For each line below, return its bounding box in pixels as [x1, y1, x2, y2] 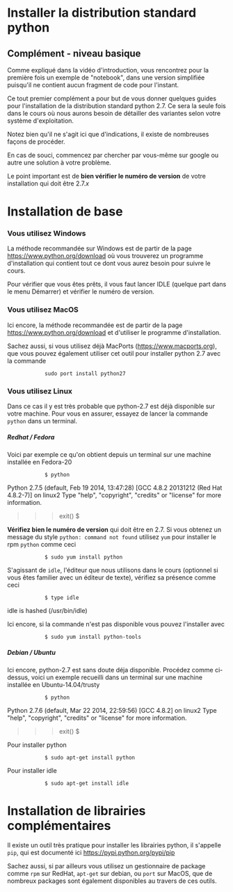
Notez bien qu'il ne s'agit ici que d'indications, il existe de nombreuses [7, 130, 209, 138]
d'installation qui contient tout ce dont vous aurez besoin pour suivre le [7, 259, 211, 268]
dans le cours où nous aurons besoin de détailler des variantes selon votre [7, 109, 221, 117]
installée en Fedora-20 [7, 458, 72, 467]
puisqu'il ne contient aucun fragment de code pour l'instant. [7, 81, 179, 89]
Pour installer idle [7, 766, 57, 775]
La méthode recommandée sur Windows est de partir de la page [7, 244, 193, 252]
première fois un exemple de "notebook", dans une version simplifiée [7, 73, 205, 82]
